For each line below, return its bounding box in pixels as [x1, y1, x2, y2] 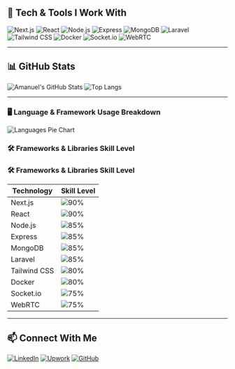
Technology [12, 186, 53, 196]
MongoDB [10, 243, 44, 253]
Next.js [10, 198, 34, 208]
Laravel [10, 254, 35, 264]
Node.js [10, 221, 36, 231]
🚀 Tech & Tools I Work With [7, 7, 127, 19]
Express [10, 232, 38, 242]
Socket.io [10, 289, 42, 298]
